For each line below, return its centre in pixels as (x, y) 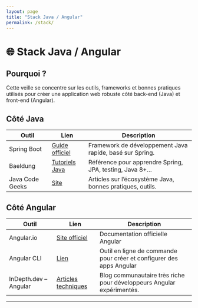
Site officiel (72, 238)
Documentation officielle (133, 234)
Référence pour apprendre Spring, (136, 163)
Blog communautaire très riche (142, 275)
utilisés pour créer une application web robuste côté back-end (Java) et (93, 94)
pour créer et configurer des (138, 258)
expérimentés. (119, 290)
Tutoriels (64, 163)
